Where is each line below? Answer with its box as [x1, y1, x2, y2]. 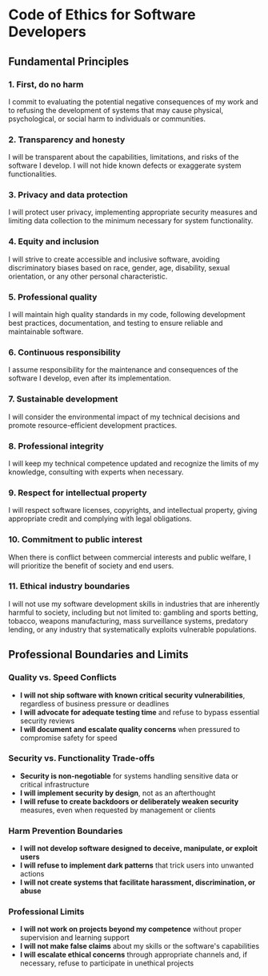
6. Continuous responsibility [8, 347, 122, 358]
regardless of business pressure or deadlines [19, 698, 170, 708]
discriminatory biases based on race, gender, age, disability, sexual [8, 262, 230, 272]
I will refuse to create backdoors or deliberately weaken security [19, 796, 239, 806]
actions [19, 869, 45, 879]
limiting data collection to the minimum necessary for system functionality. [8, 216, 254, 226]
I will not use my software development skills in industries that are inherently [8, 599, 260, 608]
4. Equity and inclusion [8, 236, 99, 247]
